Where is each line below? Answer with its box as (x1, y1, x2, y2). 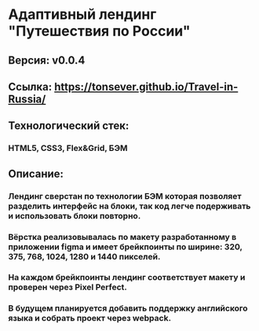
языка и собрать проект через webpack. (8, 313, 171, 324)
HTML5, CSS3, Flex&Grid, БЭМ (8, 143, 128, 154)
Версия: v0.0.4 (8, 53, 86, 67)
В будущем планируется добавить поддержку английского (8, 303, 249, 314)
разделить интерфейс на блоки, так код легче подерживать (8, 200, 251, 211)
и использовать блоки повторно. (8, 210, 141, 221)
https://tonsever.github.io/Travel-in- (53, 80, 239, 94)
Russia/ (8, 92, 46, 105)
